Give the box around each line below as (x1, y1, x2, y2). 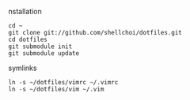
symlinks (8, 63, 37, 72)
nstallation (8, 7, 42, 16)
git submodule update (8, 50, 80, 57)
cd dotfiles (8, 35, 47, 43)
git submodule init (8, 43, 73, 50)
